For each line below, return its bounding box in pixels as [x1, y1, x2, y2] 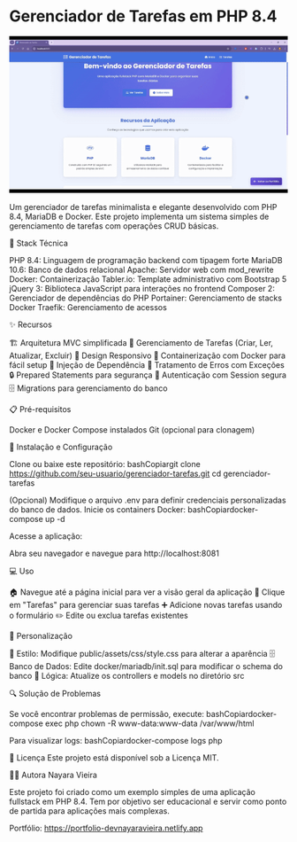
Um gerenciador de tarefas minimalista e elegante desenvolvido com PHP [9, 202, 278, 213]
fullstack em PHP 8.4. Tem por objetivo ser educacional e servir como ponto [9, 796, 287, 807]
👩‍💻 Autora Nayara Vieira [9, 769, 97, 781]
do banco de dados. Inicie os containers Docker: [9, 504, 187, 515]
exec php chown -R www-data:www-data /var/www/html [45, 718, 255, 729]
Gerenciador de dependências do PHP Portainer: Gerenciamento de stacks [9, 292, 283, 303]
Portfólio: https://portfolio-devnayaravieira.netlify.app [9, 823, 203, 834]
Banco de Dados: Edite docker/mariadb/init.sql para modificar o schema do [9, 661, 284, 672]
